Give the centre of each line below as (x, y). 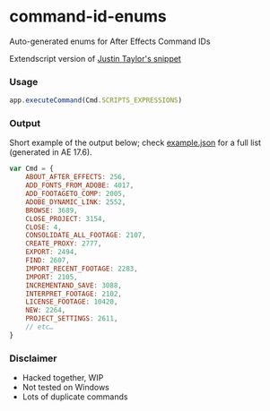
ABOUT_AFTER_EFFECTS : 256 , (76, 177)
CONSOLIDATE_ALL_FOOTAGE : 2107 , (86, 235)
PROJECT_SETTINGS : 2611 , (72, 319)
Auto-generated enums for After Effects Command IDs (110, 41)
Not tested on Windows (65, 388)
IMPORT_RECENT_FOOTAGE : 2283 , (82, 269)
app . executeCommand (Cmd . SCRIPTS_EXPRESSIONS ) (96, 100)
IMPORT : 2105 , (52, 277)
